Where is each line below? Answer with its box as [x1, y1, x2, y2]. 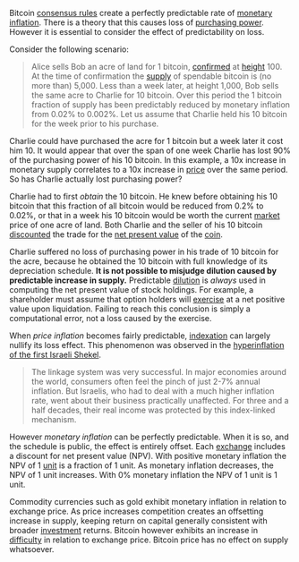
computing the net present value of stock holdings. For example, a [9, 285, 254, 294]
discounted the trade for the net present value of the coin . [9, 229, 224, 240]
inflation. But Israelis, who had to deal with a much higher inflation [30, 386, 275, 396]
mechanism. [30, 414, 77, 424]
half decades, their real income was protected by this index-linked [30, 404, 276, 415]
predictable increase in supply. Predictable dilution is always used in [9, 275, 267, 285]
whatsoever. [9, 544, 55, 554]
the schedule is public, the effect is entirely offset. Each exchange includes [9, 441, 286, 451]
